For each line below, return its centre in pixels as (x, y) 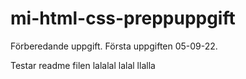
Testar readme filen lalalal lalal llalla (83, 65)
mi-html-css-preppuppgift (123, 18)
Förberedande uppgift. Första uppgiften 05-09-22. (114, 46)
